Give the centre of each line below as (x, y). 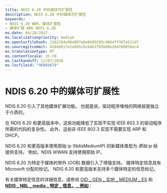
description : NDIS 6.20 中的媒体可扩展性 (45, 14)
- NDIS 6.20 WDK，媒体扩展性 (33, 24)
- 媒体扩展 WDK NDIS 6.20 (31, 28)
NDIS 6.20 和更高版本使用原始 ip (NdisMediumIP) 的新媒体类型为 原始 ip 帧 (82, 146)
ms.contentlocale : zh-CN (31, 56)
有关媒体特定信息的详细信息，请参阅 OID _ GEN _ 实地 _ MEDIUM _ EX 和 (79, 180)
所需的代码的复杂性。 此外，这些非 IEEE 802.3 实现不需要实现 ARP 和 (76, 129)
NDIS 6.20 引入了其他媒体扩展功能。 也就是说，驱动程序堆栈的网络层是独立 (82, 106)
